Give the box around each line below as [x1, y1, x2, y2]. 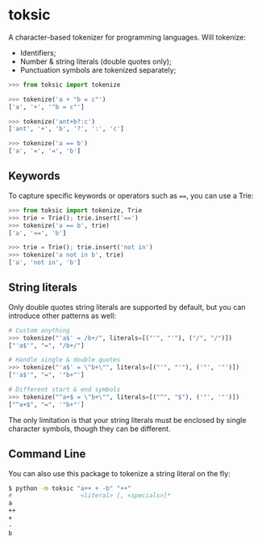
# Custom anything [8, 326, 70, 334]
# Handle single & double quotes [8, 356, 121, 364]
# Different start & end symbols [8, 386, 121, 394]
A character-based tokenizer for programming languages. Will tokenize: [8, 32, 247, 42]
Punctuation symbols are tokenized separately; [19, 65, 177, 74]
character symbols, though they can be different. [8, 424, 171, 433]
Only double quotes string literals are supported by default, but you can [8, 302, 246, 312]
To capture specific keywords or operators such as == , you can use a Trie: [8, 190, 254, 200]
